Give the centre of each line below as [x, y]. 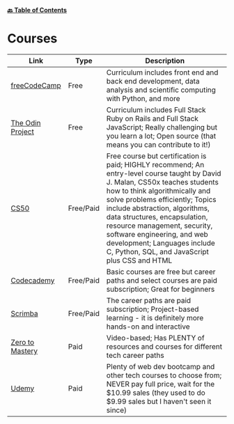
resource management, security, [159, 226]
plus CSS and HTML [139, 260]
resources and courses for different [164, 346]
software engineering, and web [157, 234]
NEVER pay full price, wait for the [160, 384]
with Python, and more [143, 98]
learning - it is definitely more [155, 317]
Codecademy [33, 280]
